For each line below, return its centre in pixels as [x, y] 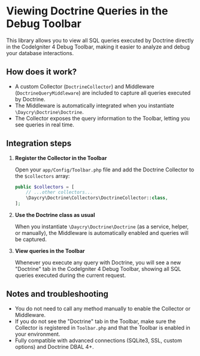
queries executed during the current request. [70, 275]
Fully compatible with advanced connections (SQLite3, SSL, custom [99, 340]
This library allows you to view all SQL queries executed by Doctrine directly [100, 40]
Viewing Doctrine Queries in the [87, 11]
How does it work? [42, 72]
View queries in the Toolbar [50, 251]
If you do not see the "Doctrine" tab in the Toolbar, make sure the [95, 321]
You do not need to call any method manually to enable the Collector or [102, 308]
